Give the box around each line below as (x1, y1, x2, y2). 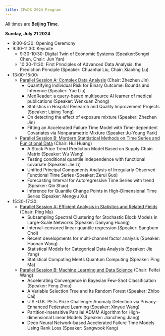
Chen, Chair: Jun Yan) (19, 56, 65, 62)
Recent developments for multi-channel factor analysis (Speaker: (27, 235, 160, 241)
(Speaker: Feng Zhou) (27, 282, 72, 288)
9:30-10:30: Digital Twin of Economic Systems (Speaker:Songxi (19, 51, 150, 57)
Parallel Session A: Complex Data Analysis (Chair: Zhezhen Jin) (19, 77, 149, 83)
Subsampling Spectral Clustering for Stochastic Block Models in (27, 214, 158, 220)
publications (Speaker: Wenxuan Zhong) (27, 98, 110, 104)
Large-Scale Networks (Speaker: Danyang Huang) (27, 219, 130, 225)
